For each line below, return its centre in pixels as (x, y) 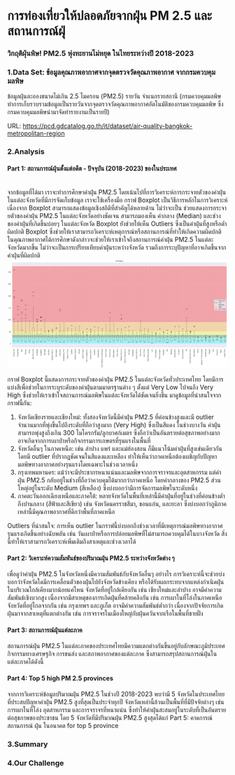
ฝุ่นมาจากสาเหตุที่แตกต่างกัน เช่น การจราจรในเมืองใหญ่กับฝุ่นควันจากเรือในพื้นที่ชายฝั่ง (105, 614)
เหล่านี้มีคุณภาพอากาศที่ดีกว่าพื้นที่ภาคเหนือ (66, 512)
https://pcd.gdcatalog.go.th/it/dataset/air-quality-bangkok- (108, 126)
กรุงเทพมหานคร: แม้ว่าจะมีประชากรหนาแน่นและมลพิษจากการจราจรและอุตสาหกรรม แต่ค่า (119, 472)
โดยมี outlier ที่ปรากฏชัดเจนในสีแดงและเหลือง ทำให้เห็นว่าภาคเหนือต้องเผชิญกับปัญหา (117, 457)
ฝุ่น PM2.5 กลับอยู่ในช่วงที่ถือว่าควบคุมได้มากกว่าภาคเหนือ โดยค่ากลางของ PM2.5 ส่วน (119, 480)
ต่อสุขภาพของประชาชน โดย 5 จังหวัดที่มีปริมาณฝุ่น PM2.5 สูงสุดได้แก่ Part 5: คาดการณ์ (110, 717)
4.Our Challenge (36, 763)
